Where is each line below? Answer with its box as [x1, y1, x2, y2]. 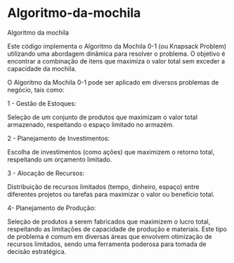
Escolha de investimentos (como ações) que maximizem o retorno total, [7, 147, 215, 156]
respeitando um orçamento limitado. [7, 155, 112, 164]
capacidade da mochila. [7, 64, 77, 73]
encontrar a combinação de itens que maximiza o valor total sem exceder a [7, 56, 226, 65]
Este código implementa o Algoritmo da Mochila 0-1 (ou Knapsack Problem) [7, 42, 227, 50]
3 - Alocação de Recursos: [7, 169, 85, 177]
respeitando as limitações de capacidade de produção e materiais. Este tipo [7, 224, 227, 233]
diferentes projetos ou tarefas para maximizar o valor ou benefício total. [7, 190, 215, 198]
